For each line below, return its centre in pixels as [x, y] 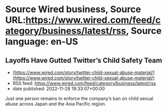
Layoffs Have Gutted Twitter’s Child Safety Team [84, 60]
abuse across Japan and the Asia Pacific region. [56, 104]
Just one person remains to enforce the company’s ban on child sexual [79, 98]
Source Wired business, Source [73, 9]
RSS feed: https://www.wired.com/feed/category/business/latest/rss [84, 83]
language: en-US [42, 42]
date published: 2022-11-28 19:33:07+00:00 [59, 89]
